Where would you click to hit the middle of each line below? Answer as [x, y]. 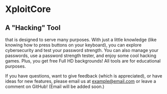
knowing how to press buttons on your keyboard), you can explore [74, 45]
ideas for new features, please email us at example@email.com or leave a [81, 81]
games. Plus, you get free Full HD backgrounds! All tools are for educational [83, 61]
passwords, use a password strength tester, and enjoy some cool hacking [81, 55]
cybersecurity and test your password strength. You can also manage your [82, 50]
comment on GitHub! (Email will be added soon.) [55, 86]
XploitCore [28, 9]
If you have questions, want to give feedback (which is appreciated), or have [84, 76]
